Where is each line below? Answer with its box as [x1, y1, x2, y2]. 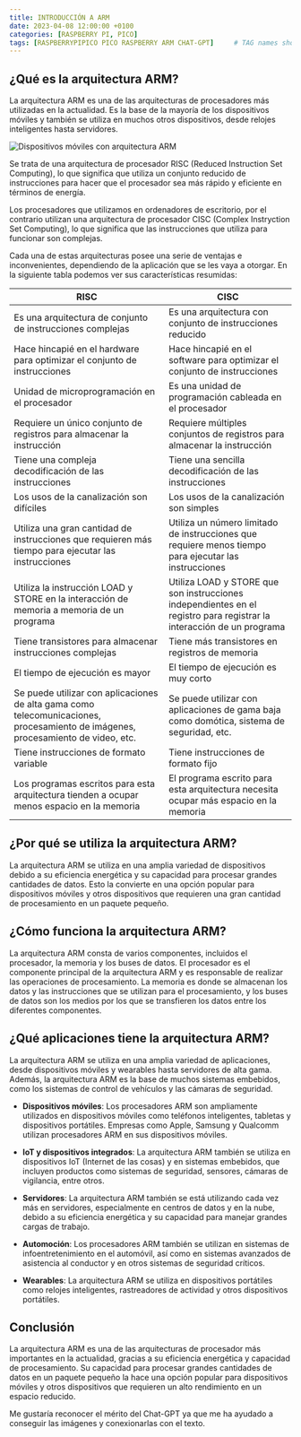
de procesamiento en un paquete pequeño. [9, 897, 169, 908]
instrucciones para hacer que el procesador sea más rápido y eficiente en [9, 177, 282, 188]
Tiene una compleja [13, 454, 97, 466]
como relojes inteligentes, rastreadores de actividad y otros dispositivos [21, 1284, 288, 1295]
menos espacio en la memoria [13, 800, 141, 812]
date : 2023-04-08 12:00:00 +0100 [9, 22, 134, 30]
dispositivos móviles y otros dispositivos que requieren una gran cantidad [9, 888, 281, 899]
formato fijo [168, 757, 218, 770]
